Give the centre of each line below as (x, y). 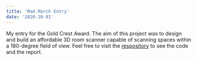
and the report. (24, 52)
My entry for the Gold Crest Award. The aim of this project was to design (94, 33)
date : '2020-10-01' (30, 17)
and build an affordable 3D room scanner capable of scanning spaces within (99, 40)
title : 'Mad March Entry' (38, 11)
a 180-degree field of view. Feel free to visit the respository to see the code (97, 46)
